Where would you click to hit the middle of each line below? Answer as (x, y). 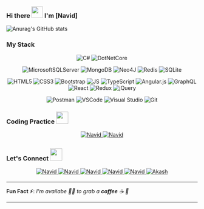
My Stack (21, 44)
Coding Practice (31, 122)
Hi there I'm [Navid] (42, 15)
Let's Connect (28, 158)
